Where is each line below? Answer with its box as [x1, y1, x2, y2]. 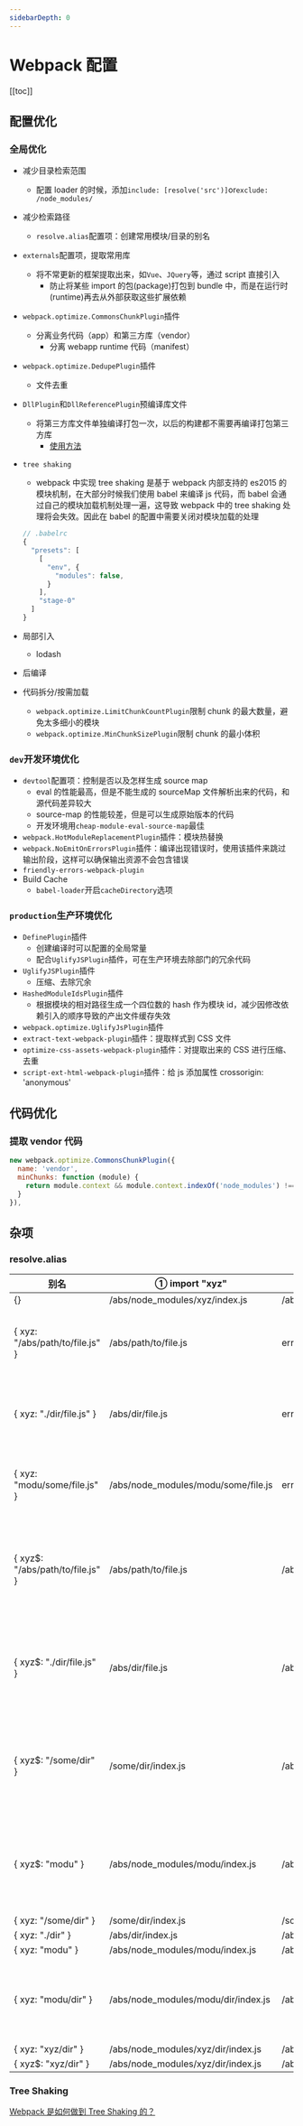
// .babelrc [22, 529, 68, 538]
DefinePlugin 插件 [22, 932, 87, 942]
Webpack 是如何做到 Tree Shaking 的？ [9, 2106, 156, 2117]
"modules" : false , [55, 571, 124, 580]
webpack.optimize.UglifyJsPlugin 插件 [22, 1022, 164, 1033]
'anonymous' [22, 1077, 71, 1088]
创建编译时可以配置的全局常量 [35, 942, 147, 953]
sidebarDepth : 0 [9, 13, 70, 23]
